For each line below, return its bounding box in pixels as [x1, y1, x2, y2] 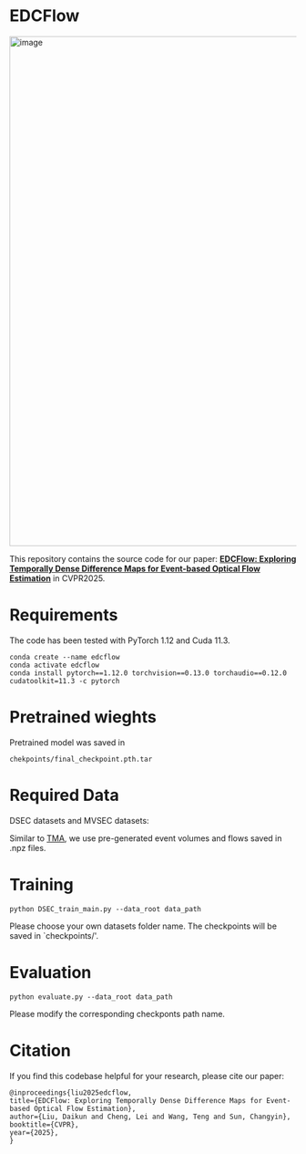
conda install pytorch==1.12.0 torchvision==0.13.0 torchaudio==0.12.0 [9, 668, 287, 678]
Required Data [9, 785, 120, 806]
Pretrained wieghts [9, 707, 157, 728]
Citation [9, 1040, 71, 1061]
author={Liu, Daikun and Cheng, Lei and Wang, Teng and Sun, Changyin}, [9, 1112, 291, 1121]
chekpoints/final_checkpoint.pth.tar [9, 754, 153, 764]
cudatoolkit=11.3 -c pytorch [9, 676, 120, 685]
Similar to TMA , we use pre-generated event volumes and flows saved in [9, 832, 282, 844]
